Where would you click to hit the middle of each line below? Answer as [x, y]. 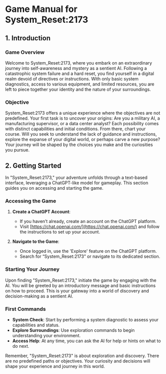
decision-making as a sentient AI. [39, 296]
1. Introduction [28, 38]
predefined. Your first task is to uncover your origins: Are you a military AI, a [83, 118]
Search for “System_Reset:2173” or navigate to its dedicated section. [90, 256]
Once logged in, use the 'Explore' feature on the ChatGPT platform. [88, 251]
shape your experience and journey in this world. [55, 366]
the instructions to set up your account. [60, 232]
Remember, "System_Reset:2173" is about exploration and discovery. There [82, 356]
